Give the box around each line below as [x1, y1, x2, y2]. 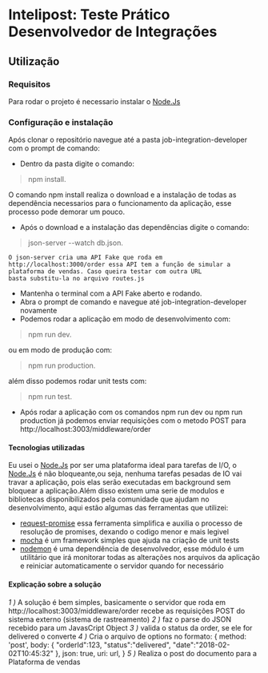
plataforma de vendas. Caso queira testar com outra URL [8, 268, 202, 276]
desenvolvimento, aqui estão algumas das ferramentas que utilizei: [8, 503, 229, 513]
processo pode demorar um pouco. [8, 207, 126, 217]
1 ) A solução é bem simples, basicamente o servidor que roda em [8, 597, 226, 607]
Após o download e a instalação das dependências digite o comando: [19, 223, 250, 232]
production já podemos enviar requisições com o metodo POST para [19, 416, 246, 425]
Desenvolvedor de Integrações [8, 22, 218, 41]
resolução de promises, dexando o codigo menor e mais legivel [19, 527, 230, 537]
